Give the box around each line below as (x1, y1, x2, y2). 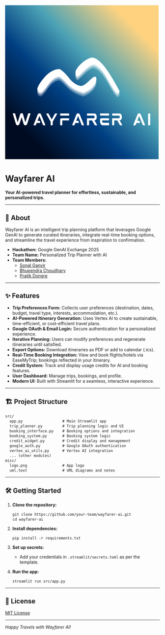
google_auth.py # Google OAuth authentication (9, 443, 126, 448)
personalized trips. (5, 195, 45, 201)
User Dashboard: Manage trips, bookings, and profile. (12, 372, 122, 379)
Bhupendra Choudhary (19, 267, 66, 273)
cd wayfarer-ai (12, 517, 44, 522)
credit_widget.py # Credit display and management (9, 438, 131, 443)
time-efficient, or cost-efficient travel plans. (12, 320, 101, 326)
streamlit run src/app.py (12, 579, 65, 584)
